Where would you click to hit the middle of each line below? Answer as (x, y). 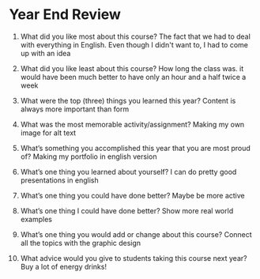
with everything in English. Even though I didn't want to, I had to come (134, 44)
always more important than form (75, 109)
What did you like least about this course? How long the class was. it (132, 68)
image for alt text (48, 133)
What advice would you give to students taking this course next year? (134, 258)
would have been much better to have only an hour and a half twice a (133, 77)
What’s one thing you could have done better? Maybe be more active (133, 195)
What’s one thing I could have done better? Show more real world (127, 210)
